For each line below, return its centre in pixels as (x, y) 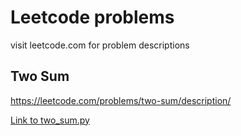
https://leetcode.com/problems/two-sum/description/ (121, 100)
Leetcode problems (92, 17)
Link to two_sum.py (50, 120)
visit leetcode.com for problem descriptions (100, 45)
